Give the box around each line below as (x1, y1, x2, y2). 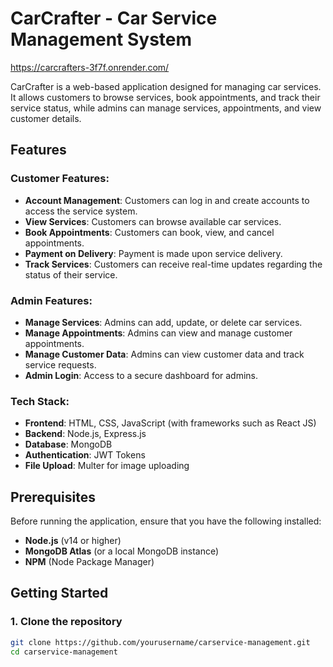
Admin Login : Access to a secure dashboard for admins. (24, 369, 259, 381)
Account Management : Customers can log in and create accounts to (24, 194, 310, 206)
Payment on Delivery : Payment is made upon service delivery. (24, 247, 283, 259)
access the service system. (24, 205, 138, 217)
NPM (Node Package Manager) (24, 556, 155, 568)
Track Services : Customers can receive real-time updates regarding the (24, 258, 323, 270)
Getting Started (10, 585, 109, 602)
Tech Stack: (10, 394, 70, 408)
